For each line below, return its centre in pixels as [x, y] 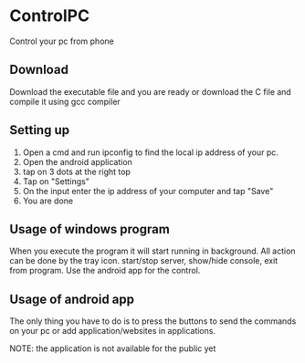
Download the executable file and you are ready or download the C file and [151, 91]
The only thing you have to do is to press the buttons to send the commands [153, 321]
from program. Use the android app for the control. [105, 271]
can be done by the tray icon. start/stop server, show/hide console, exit [144, 261]
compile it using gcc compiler [65, 101]
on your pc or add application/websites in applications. [113, 331]
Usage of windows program [90, 229]
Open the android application [77, 161]
